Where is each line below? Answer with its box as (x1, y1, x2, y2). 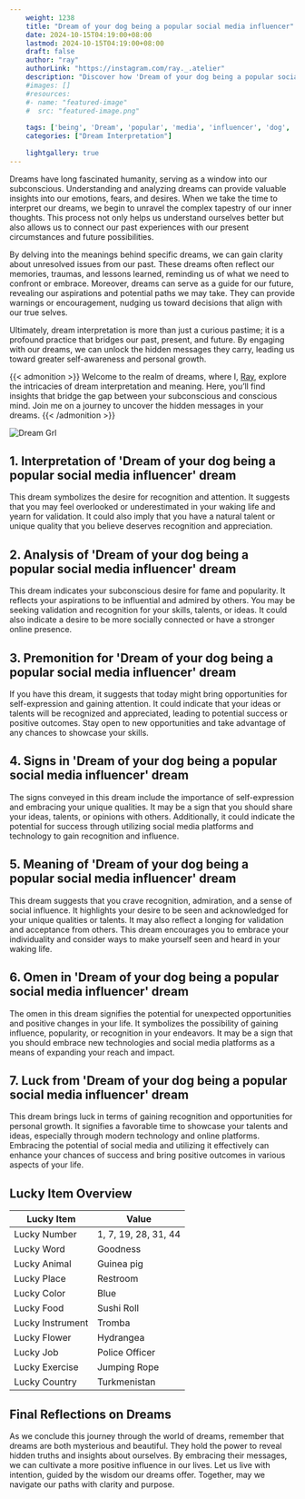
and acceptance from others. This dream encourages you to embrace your (9, 924, 290, 935)
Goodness (96, 1243, 142, 1256)
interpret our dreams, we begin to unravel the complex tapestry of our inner (9, 202, 292, 213)
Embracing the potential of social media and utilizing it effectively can (9, 1140, 270, 1151)
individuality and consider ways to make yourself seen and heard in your (9, 933, 281, 945)
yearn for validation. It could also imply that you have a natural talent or (9, 511, 275, 522)
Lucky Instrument (14, 1316, 89, 1329)
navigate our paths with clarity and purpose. (9, 1478, 175, 1490)
